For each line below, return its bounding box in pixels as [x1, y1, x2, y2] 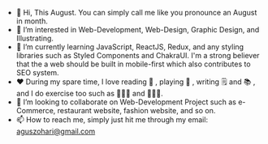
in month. [15, 16, 49, 26]
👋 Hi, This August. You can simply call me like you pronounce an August [15, 8, 257, 17]
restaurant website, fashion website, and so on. [57, 106, 216, 115]
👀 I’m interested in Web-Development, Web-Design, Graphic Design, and [15, 25, 260, 34]
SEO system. [15, 68, 59, 77]
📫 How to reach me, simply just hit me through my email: [15, 115, 209, 125]
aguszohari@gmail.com [15, 126, 96, 136]
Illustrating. [15, 33, 54, 43]
